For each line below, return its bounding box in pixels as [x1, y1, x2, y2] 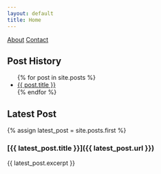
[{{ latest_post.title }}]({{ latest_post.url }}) [7, 144, 155, 153]
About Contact [7, 35, 49, 43]
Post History [7, 55, 62, 67]
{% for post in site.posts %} [17, 74, 96, 82]
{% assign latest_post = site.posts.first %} [7, 127, 127, 135]
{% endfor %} [17, 88, 57, 96]
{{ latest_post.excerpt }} [7, 159, 76, 167]
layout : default [7, 10, 54, 17]
